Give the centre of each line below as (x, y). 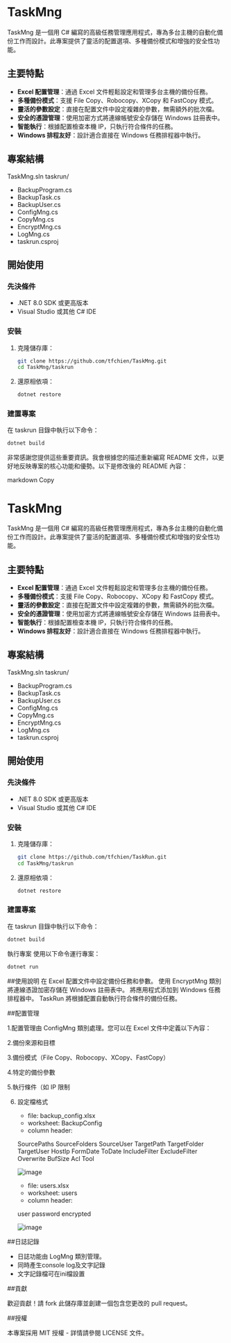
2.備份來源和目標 (31, 1042)
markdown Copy (31, 480)
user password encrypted (54, 1214)
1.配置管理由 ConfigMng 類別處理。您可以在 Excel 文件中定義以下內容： (109, 1028)
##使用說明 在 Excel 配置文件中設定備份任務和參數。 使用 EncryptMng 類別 (114, 981)
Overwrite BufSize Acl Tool (56, 1158)
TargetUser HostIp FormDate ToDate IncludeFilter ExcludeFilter (107, 1151)
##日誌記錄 (23, 1242)
